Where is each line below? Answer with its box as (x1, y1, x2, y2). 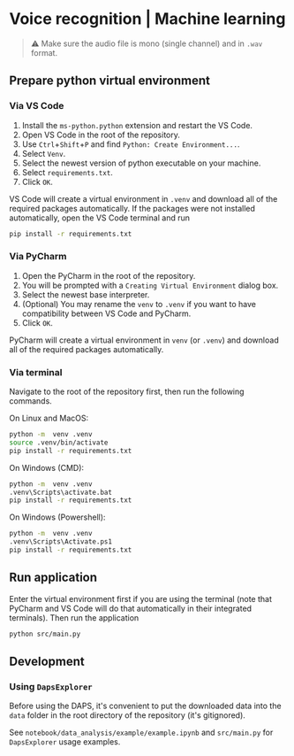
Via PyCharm (9, 251, 67, 263)
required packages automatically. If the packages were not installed (9, 203, 256, 213)
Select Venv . (21, 148, 66, 158)
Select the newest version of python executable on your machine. (21, 158, 261, 168)
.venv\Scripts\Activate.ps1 (9, 537, 113, 546)
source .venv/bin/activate (9, 438, 109, 447)
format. (30, 47, 58, 58)
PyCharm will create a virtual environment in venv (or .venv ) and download (9, 335, 280, 345)
